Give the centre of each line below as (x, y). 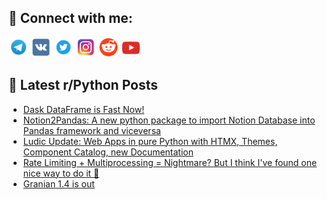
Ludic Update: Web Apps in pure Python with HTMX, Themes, (150, 141)
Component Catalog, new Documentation (108, 152)
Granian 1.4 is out (58, 183)
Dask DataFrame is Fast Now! (83, 109)
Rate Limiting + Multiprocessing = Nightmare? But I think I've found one (170, 162)
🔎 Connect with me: (70, 18)
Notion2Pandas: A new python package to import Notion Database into (169, 120)
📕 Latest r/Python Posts (83, 85)
